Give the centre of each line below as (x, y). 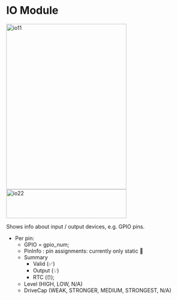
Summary (36, 257)
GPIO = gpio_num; (46, 244)
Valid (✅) (44, 263)
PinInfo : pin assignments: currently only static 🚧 (83, 251)
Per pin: (25, 238)
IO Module (32, 10)
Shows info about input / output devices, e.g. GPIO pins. (76, 226)
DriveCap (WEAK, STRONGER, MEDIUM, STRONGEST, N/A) (97, 290)
